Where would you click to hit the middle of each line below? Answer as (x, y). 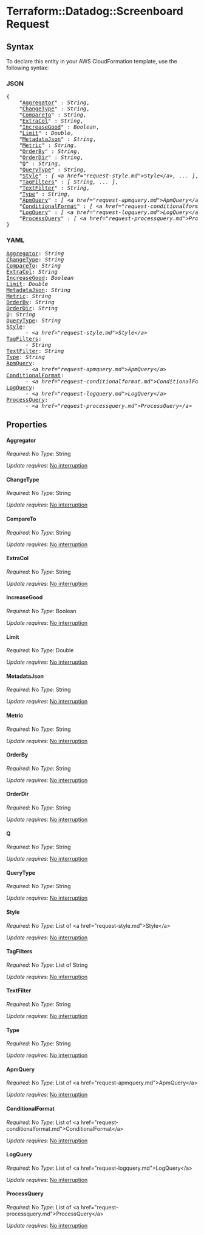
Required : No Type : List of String (47, 965)
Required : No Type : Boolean (42, 611)
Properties (27, 425)
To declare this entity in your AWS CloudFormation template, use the (92, 61)
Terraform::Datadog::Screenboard (95, 11)
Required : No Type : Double (40, 650)
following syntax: (28, 68)
